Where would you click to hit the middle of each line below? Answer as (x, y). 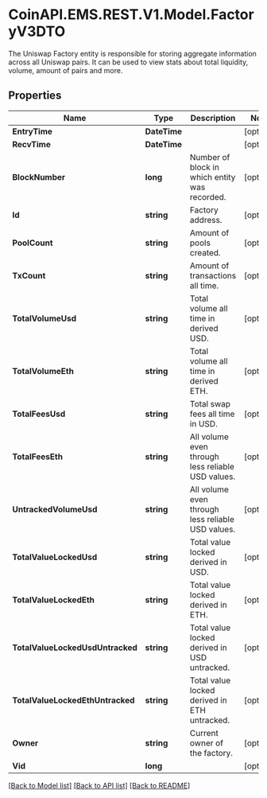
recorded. (208, 197)
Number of (210, 157)
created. (205, 252)
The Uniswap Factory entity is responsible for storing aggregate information (132, 53)
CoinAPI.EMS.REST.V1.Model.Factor (131, 15)
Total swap (210, 403)
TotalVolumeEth (43, 371)
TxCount (29, 275)
